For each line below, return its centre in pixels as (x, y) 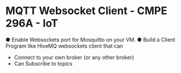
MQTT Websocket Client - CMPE (87, 11)
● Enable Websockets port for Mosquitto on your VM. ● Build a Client (90, 39)
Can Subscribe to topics (43, 64)
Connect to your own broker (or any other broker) (74, 57)
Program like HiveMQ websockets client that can (64, 46)
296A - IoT (32, 23)
